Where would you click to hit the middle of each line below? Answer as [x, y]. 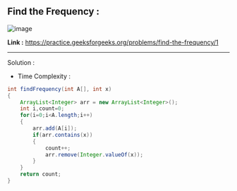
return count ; [41, 174]
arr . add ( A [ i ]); [55, 129]
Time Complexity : [44, 76]
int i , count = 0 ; [42, 109]
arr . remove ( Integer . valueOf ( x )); [94, 154]
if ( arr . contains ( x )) [63, 135]
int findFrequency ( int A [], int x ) [60, 89]
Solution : [21, 62]
